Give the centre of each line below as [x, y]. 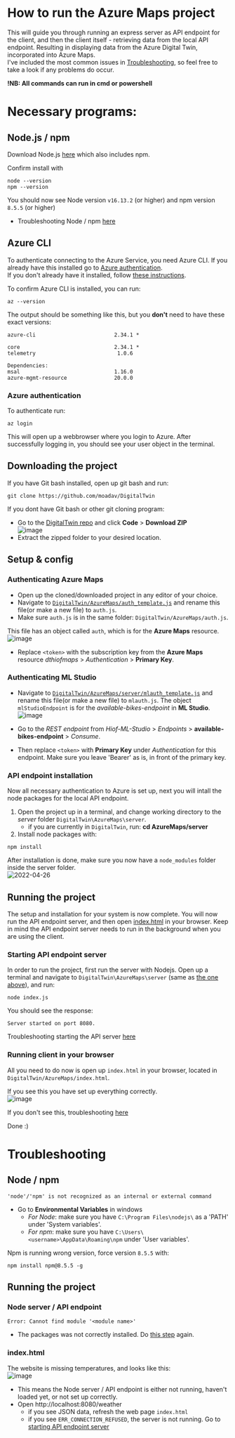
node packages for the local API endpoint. [68, 798]
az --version [26, 301]
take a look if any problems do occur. [61, 70]
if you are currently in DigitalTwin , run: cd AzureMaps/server [118, 827]
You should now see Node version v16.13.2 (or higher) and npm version [111, 200]
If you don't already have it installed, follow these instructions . [97, 275]
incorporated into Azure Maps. [52, 55]
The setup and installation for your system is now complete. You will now [113, 913]
